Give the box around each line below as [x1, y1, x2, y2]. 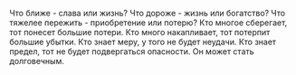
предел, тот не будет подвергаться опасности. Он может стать [9, 46, 255, 57]
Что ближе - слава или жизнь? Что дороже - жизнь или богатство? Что [9, 8, 286, 18]
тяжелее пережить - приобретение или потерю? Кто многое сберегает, [9, 17, 288, 28]
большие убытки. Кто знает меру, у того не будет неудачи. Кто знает [9, 36, 277, 47]
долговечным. [9, 56, 65, 66]
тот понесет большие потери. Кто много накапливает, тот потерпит [9, 27, 271, 37]
